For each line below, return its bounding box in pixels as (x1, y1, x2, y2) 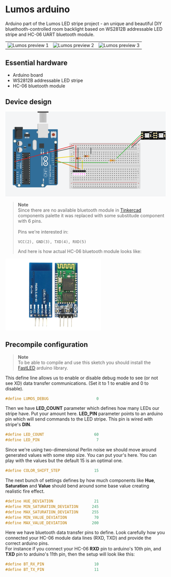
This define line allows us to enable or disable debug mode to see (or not (5, 375, 158, 381)
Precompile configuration (5, 340, 88, 349)
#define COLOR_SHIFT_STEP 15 (5, 468, 99, 473)
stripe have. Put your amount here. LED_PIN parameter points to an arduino (5, 410, 163, 417)
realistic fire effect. (5, 488, 45, 494)
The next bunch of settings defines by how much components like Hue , (5, 477, 155, 483)
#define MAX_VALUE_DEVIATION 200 (5, 520, 99, 525)
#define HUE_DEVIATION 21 (5, 499, 99, 504)
